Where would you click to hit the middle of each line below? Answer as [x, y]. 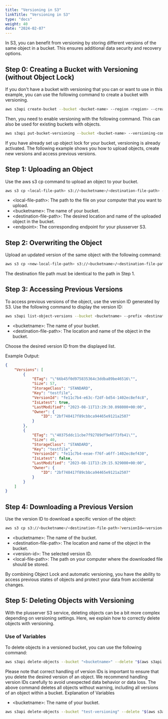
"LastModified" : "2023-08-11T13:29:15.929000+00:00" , [89, 463]
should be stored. [30, 564]
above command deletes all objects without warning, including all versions [82, 687]
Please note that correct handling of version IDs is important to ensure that [82, 671]
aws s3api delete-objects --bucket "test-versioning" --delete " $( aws [80, 711]
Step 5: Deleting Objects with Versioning [70, 601]
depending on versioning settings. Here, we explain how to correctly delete [82, 618]
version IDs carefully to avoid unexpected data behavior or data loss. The [81, 682]
